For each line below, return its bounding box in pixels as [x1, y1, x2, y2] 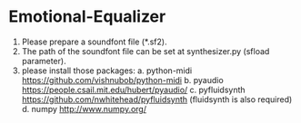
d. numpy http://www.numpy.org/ [21, 103, 147, 114]
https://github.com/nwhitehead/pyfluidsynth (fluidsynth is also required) [21, 93, 293, 105]
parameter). [21, 55, 66, 66]
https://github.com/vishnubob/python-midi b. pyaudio [21, 74, 224, 85]
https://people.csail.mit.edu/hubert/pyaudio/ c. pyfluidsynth [21, 84, 246, 95]
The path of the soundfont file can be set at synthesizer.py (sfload [21, 45, 270, 56]
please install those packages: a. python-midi [21, 65, 193, 76]
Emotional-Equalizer [8, 6, 166, 27]
